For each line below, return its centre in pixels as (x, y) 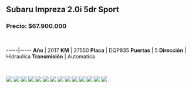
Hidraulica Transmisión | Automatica (51, 56)
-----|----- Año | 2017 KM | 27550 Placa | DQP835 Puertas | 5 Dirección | (96, 50)
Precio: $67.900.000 (36, 26)
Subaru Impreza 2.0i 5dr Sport (63, 10)
